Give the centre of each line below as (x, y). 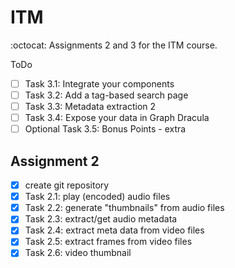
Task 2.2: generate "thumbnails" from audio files (124, 208)
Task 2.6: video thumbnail (78, 253)
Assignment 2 (55, 161)
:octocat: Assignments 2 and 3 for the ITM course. (114, 45)
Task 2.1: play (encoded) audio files (97, 197)
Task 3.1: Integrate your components (99, 83)
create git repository (67, 185)
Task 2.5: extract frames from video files (108, 242)
